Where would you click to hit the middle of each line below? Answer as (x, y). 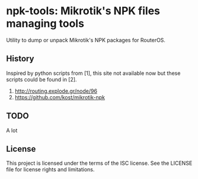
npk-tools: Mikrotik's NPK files (83, 11)
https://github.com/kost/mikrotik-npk (60, 97)
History (20, 59)
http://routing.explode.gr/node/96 (56, 91)
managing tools (45, 23)
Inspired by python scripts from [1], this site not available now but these (93, 73)
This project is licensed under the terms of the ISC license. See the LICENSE (99, 163)
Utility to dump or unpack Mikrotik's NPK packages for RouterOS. (86, 40)
